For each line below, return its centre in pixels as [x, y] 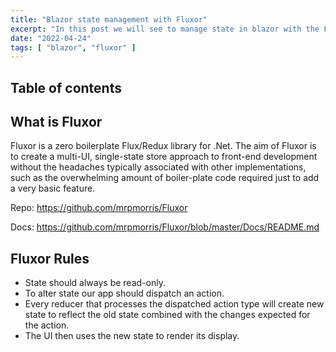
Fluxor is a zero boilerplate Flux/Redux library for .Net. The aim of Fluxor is [163, 146]
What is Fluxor [56, 122]
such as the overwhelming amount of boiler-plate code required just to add [165, 178]
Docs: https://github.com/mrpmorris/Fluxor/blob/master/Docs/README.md [165, 227]
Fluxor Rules [50, 258]
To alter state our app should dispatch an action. [124, 293]
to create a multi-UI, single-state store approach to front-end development [164, 157]
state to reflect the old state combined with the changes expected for [167, 315]
